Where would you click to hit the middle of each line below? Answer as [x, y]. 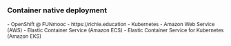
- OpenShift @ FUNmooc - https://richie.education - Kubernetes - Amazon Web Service [111, 25]
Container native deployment [57, 10]
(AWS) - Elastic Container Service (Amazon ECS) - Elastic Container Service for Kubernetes [115, 31]
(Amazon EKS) [24, 36]
